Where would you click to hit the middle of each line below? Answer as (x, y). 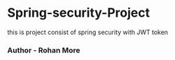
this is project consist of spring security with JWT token (88, 32)
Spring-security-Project (79, 13)
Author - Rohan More (44, 50)
